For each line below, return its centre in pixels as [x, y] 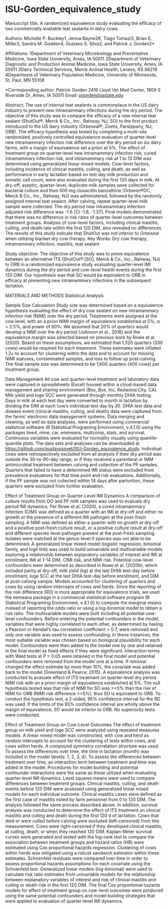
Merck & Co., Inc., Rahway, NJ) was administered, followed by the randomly [83, 196]
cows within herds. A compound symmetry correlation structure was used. [82, 746]
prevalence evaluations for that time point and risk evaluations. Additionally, [83, 475]
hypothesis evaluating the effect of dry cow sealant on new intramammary [82, 310]
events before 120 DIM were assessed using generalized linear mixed [77, 789]
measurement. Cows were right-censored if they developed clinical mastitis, [84, 826]
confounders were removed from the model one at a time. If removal [76, 661]
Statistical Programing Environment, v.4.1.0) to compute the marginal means [83, 603]
